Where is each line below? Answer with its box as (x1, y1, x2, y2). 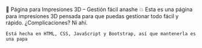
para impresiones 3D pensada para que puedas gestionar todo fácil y (5, 13, 179, 19)
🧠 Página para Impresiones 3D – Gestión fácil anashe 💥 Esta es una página (5, 6, 193, 13)
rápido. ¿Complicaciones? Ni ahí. (5, 19, 88, 26)
